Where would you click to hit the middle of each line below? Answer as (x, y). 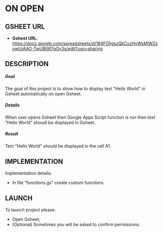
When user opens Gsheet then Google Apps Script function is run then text (80, 117)
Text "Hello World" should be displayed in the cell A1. (58, 146)
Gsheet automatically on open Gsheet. (43, 94)
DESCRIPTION (27, 64)
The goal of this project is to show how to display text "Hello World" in (75, 89)
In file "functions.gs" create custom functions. (58, 183)
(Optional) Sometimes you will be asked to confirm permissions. (76, 224)
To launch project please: (30, 210)
